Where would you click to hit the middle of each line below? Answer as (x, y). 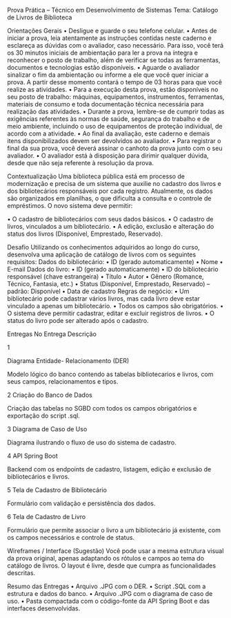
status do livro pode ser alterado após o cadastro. (78, 320)
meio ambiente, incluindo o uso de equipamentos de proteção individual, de (115, 126)
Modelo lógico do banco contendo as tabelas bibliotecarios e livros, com (110, 374)
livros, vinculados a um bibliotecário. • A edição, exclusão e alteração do (111, 226)
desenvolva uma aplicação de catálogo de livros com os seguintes (102, 254)
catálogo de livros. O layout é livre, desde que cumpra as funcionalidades (111, 565)
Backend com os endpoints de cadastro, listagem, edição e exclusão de (109, 469)
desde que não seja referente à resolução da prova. (80, 163)
